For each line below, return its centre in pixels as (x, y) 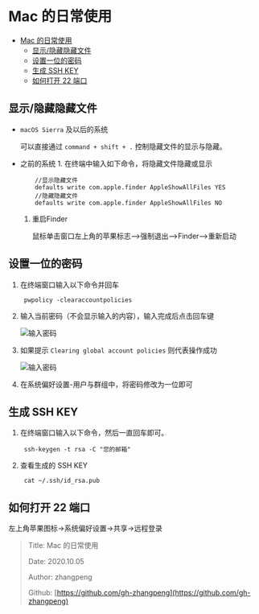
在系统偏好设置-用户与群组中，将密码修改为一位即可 (106, 384)
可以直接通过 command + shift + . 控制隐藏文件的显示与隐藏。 (123, 146)
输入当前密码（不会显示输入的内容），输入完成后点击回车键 (117, 315)
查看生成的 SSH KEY (54, 466)
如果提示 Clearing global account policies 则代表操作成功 (118, 350)
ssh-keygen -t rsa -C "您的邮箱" (77, 450)
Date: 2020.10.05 (56, 562)
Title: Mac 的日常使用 (63, 546)
